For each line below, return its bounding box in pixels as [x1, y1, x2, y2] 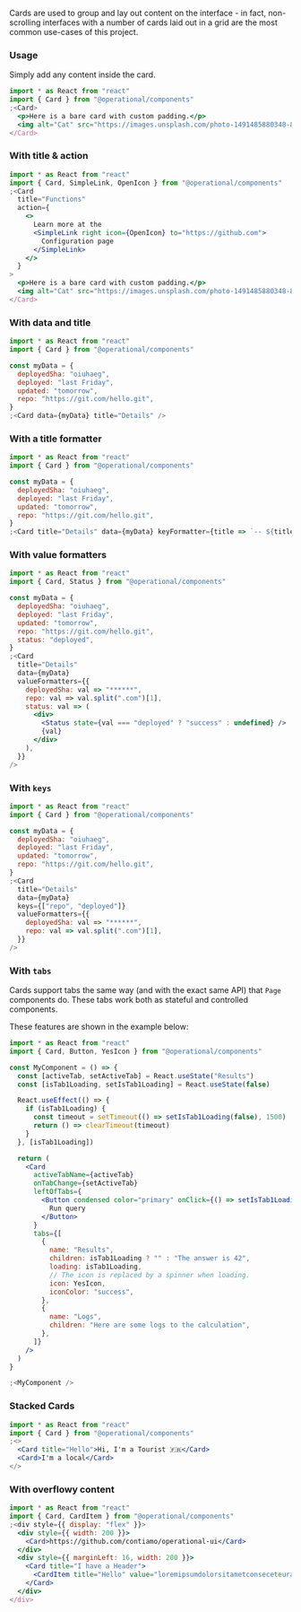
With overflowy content [9, 1483, 115, 1495]
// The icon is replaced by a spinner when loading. [48, 1270, 251, 1279]
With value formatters [9, 549, 107, 562]
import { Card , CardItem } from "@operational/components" [9, 1512, 235, 1521]
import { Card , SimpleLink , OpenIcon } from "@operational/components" [9, 179, 282, 187]
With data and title [9, 316, 91, 328]
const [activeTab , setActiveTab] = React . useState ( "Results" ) [17, 1071, 254, 1080]
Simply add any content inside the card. [9, 69, 156, 80]
